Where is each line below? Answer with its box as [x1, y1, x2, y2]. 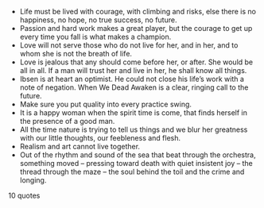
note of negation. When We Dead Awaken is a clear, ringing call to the [19, 83, 249, 92]
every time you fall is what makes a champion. [19, 32, 172, 41]
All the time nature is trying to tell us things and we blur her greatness [19, 125, 248, 134]
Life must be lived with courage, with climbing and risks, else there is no [19, 7, 257, 16]
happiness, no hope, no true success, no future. [19, 15, 177, 25]
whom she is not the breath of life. [19, 49, 133, 58]
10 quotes [8, 191, 41, 200]
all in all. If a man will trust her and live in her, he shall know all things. [19, 66, 247, 75]
